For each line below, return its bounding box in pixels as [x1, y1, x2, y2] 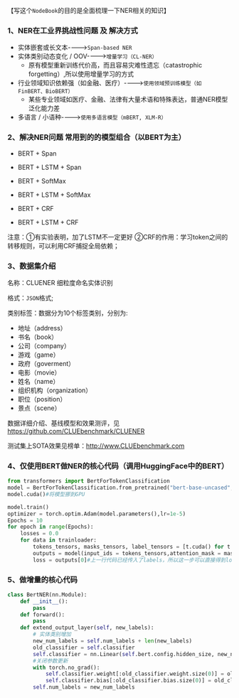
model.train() [7, 503, 50, 510]
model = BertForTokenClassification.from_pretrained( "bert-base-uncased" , [7, 484, 234, 492]
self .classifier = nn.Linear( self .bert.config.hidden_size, [33, 650, 215, 657]
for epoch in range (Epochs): [7, 523, 94, 531]
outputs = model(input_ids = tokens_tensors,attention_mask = [33, 549, 221, 557]
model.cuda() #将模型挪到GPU [7, 490, 85, 498]
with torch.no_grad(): [33, 664, 100, 671]
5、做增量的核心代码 [7, 574, 78, 584]
